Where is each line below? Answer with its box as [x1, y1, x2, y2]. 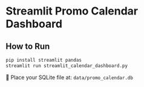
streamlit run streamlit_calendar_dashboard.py [5, 62, 128, 69]
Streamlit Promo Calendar [5, 4, 139, 18]
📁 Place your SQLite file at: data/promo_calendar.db [5, 74, 134, 81]
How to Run [5, 41, 50, 51]
